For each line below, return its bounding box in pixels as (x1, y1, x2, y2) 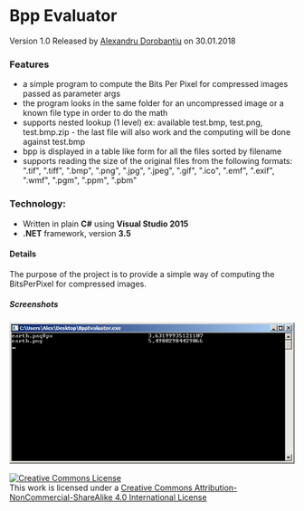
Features (9, 58, 50, 71)
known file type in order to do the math (22, 108, 168, 119)
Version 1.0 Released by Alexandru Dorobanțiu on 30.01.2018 (9, 35, 236, 46)
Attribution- (194, 482, 238, 494)
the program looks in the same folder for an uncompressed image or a (22, 98, 285, 109)
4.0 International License (114, 492, 207, 503)
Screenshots (9, 299, 59, 310)
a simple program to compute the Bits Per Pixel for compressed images (22, 79, 289, 90)
